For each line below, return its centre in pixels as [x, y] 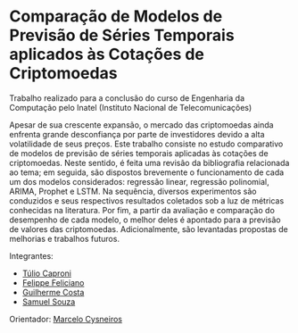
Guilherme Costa [53, 292]
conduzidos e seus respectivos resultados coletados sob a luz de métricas [147, 200]
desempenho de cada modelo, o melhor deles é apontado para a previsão [145, 220]
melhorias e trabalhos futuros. [65, 238]
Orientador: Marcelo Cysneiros [66, 319]
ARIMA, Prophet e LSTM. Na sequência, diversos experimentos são [133, 191]
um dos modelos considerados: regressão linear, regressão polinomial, [139, 181]
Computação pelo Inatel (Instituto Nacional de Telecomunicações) [131, 107]
